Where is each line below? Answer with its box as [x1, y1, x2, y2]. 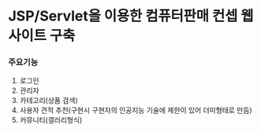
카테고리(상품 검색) [19, 96, 78, 105]
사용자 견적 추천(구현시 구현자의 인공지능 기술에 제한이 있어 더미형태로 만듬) [19, 105, 252, 115]
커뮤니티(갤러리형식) [19, 115, 83, 125]
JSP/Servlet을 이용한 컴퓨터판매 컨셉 [8, 7, 238, 25]
